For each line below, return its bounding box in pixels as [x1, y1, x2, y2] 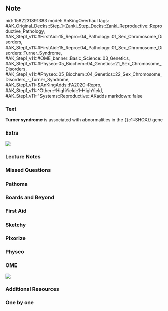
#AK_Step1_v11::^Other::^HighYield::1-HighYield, [5, 87, 104, 93]
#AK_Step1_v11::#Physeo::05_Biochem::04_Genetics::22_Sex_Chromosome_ [5, 71, 163, 77]
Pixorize [5, 235, 26, 242]
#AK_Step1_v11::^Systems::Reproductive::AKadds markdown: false [5, 93, 143, 99]
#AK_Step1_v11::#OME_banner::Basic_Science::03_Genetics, [5, 55, 130, 61]
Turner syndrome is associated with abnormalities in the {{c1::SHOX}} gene [5, 117, 163, 123]
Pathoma [5, 181, 28, 188]
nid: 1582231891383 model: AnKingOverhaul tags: [5, 17, 109, 23]
